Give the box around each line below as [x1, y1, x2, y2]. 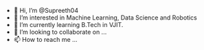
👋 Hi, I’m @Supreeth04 [13, 7, 79, 14]
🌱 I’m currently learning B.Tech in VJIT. [13, 21, 124, 28]
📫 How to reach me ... [13, 36, 78, 43]
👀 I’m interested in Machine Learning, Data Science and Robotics [13, 14, 197, 22]
